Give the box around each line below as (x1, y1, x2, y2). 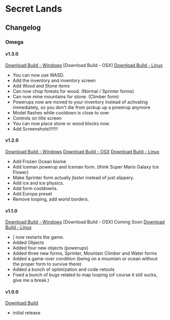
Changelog (5, 23, 41, 32)
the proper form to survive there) (12, 261, 82, 267)
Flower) (12, 169, 29, 175)
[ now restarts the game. (12, 234, 64, 241)
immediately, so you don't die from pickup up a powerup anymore (12, 104, 151, 110)
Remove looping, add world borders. (12, 196, 89, 202)
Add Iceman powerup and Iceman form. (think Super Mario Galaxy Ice (12, 164, 159, 170)
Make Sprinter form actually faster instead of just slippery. (12, 174, 134, 180)
